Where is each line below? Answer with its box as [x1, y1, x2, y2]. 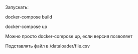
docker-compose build [5, 14, 52, 19]
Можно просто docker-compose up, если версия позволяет [5, 33, 133, 39]
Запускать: [5, 4, 29, 10]
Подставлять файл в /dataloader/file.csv [5, 43, 90, 49]
